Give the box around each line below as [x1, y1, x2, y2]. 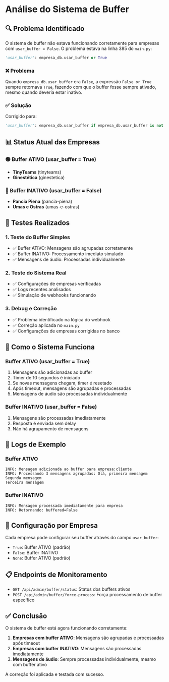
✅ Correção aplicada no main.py [12, 322, 80, 328]
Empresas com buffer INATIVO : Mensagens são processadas [12, 646, 142, 652]
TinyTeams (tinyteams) [12, 169, 62, 175]
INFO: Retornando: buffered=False [5, 507, 78, 513]
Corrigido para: [5, 113, 37, 120]
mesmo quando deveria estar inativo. [5, 89, 82, 95]
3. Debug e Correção [5, 305, 57, 312]
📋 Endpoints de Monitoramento [5, 570, 107, 579]
